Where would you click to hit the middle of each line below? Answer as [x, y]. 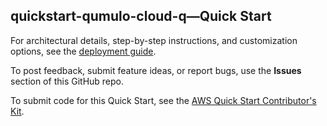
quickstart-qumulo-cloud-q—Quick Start [141, 16]
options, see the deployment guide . [83, 51]
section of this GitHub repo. [67, 81]
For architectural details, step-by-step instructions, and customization [154, 40]
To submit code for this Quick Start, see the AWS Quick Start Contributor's [163, 100]
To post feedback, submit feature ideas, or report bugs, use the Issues [156, 70]
